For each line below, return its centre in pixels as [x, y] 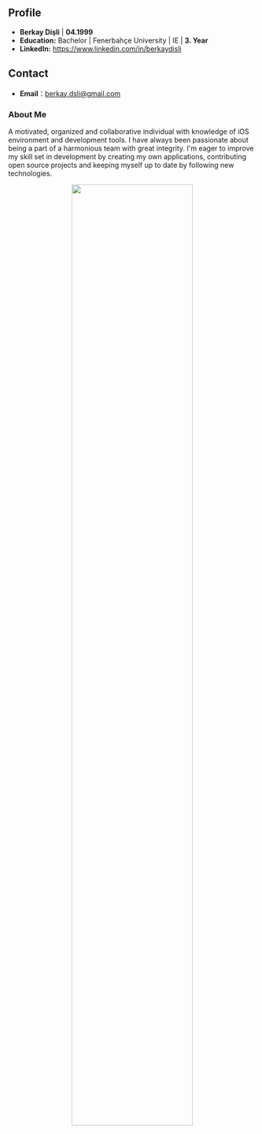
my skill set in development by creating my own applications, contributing [127, 156]
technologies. [30, 173]
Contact [28, 74]
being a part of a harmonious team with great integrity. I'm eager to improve [131, 148]
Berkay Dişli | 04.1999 [56, 32]
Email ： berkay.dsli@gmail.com [70, 93]
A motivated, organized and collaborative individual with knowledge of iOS [129, 131]
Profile [25, 13]
